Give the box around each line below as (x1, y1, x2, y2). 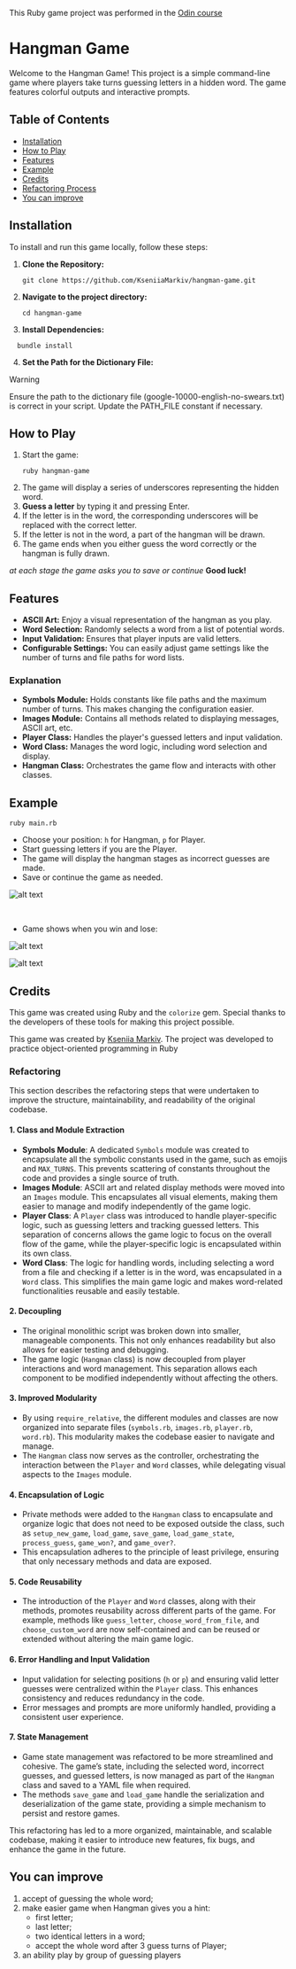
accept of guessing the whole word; (21, 1893, 154, 1903)
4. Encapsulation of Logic (9, 1489, 104, 1500)
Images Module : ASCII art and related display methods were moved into (21, 1182, 285, 1193)
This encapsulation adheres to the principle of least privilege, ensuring (21, 1546, 280, 1558)
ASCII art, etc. (21, 722, 73, 734)
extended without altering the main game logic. (21, 1634, 194, 1645)
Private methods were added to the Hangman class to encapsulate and (21, 1509, 274, 1520)
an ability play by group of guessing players (21, 1950, 182, 1960)
